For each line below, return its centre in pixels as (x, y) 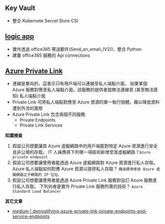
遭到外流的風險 (27, 108)
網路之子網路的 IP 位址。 (39, 175)
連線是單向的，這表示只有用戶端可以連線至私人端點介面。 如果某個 (80, 84)
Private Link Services (41, 125)
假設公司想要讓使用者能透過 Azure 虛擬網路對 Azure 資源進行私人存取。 (85, 163)
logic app (20, 37)
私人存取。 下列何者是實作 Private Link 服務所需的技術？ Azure (80, 186)
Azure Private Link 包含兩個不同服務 (49, 114)
